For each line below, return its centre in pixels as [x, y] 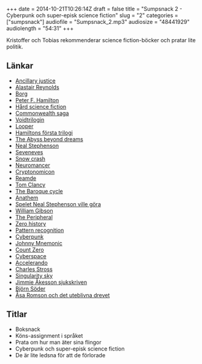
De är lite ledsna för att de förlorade [60, 355]
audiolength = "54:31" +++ [40, 28]
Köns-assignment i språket [49, 335]
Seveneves [29, 152]
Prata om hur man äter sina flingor [58, 342]
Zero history [31, 223]
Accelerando [31, 262]
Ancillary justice [36, 80]
